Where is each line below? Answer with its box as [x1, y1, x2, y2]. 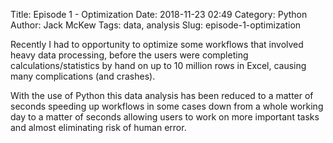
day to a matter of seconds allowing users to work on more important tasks [10, 111, 320, 123]
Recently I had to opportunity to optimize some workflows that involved [10, 39, 304, 50]
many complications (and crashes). [10, 70, 156, 82]
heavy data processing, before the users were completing [10, 49, 249, 61]
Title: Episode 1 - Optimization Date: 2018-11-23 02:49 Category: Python [10, 9, 308, 20]
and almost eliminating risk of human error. [10, 122, 187, 133]
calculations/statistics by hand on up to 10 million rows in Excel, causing [10, 60, 307, 71]
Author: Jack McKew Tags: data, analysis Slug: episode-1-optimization [10, 19, 302, 31]
